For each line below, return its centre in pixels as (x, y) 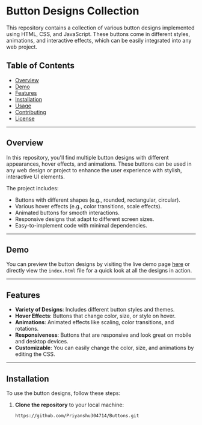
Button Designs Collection (73, 11)
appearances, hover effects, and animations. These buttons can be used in (99, 164)
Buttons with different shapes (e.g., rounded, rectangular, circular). (97, 200)
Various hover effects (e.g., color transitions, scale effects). (88, 206)
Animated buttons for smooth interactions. (67, 212)
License (25, 118)
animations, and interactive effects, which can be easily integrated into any (99, 40)
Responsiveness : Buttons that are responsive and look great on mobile (103, 335)
